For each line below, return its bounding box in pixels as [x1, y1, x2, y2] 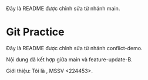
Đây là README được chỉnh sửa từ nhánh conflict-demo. [6, 44, 143, 51]
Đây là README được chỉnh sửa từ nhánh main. [6, 5, 120, 12]
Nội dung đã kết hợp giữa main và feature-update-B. [6, 55, 133, 63]
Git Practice [6, 26, 65, 39]
